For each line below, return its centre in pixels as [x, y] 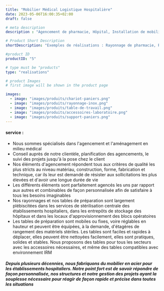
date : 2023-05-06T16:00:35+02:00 [39, 14]
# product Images [23, 81]
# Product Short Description [35, 41]
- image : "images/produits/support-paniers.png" [60, 117]
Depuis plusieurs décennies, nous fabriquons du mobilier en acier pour [79, 264]
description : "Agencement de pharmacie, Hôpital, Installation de [75, 32]
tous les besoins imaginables [42, 195]
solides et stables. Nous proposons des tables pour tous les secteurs [82, 242]
